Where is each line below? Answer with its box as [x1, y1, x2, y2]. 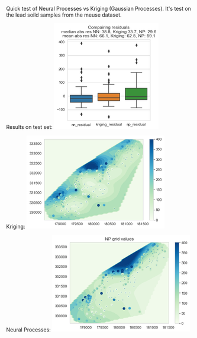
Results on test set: [6, 124, 53, 130]
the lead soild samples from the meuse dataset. [6, 11, 122, 18]
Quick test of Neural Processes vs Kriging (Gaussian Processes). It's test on [6, 5, 191, 12]
